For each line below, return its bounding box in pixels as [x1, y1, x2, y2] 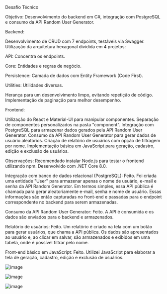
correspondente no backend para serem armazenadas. [5, 199, 118, 205]
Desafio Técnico [5, 4, 39, 10]
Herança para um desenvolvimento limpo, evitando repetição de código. [5, 92, 153, 98]
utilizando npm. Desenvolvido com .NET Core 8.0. [5, 163, 107, 169]
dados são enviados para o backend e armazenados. [5, 214, 114, 220]
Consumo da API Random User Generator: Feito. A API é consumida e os [5, 209, 154, 214]
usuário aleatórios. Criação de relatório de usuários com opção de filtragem [5, 138, 161, 143]
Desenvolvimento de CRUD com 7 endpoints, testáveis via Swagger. [5, 38, 145, 44]
